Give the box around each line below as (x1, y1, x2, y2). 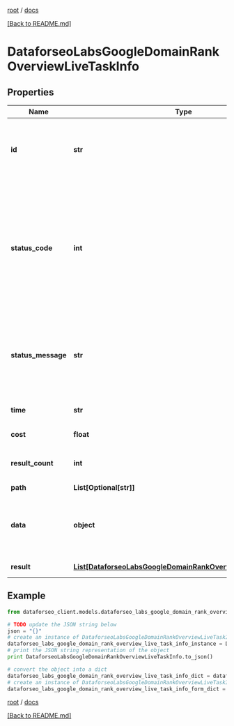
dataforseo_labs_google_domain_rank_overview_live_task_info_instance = (7, 640, 223, 647)
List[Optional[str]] (73, 483, 135, 492)
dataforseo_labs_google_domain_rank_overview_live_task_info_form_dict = (7, 686, 226, 693)
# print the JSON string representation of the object (7, 647, 170, 654)
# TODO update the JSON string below (7, 621, 117, 628)
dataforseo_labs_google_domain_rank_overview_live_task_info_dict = (7, 672, 210, 679)
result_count (10, 458, 54, 468)
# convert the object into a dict (7, 665, 108, 673)
